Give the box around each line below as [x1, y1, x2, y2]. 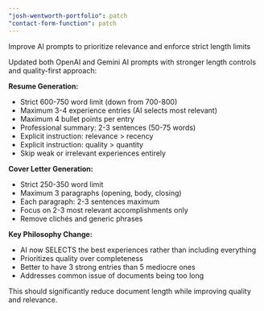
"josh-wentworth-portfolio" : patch [8, 11, 128, 20]
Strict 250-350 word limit [19, 179, 104, 189]
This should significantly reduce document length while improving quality [8, 286, 252, 296]
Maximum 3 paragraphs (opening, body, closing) [19, 188, 183, 197]
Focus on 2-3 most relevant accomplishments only [19, 205, 189, 214]
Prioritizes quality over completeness [19, 253, 143, 263]
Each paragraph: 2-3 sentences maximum [19, 197, 160, 206]
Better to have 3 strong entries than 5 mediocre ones [19, 262, 196, 272]
